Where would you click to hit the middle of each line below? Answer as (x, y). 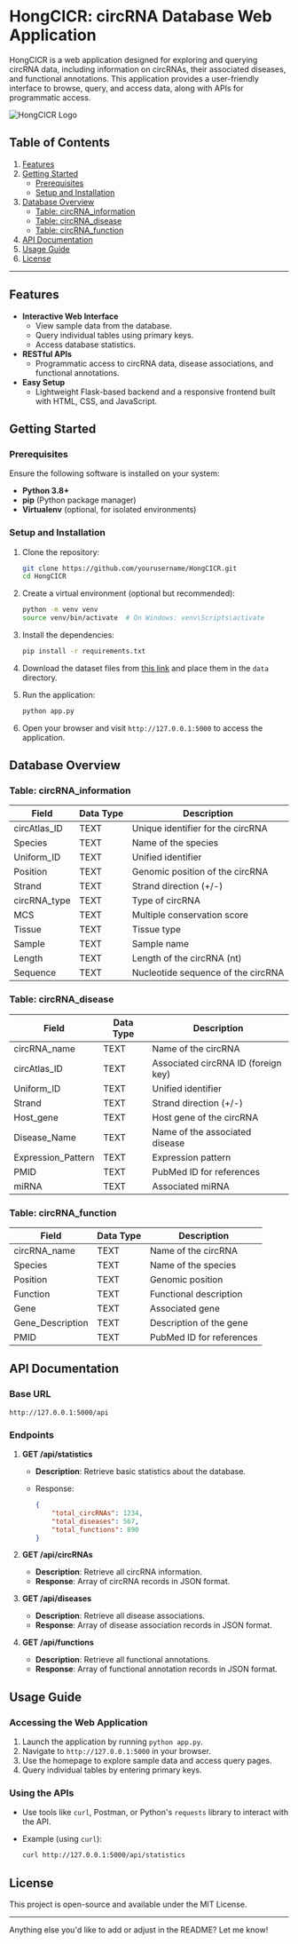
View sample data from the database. (104, 325)
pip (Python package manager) (79, 500)
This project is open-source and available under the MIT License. (128, 1904)
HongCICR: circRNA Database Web (141, 16)
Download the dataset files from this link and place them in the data (145, 668)
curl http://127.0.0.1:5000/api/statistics (104, 1855)
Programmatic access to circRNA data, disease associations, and (154, 363)
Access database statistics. (85, 345)
